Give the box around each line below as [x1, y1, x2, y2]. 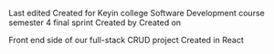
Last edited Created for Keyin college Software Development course [8, 8, 266, 18]
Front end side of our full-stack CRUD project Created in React [8, 35, 244, 45]
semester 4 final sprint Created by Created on [8, 17, 182, 28]
